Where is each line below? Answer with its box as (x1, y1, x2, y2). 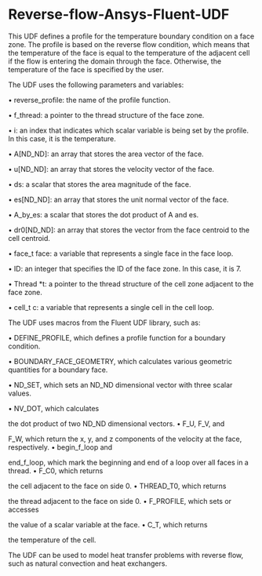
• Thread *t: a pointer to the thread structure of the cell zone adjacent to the (8, 279, 254, 288)
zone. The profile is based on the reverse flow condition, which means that (8, 39, 250, 49)
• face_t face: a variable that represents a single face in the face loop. (8, 249, 234, 258)
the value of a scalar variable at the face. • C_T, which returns (8, 519, 208, 529)
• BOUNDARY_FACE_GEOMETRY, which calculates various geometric (8, 356, 233, 366)
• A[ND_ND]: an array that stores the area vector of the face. (8, 149, 204, 159)
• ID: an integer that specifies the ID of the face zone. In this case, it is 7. (8, 264, 242, 273)
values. (8, 388, 31, 398)
